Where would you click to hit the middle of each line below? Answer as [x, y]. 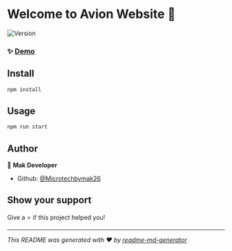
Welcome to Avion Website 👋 [91, 14]
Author [22, 148]
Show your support [49, 200]
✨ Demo [21, 51]
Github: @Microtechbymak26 [59, 178]
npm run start [28, 127]
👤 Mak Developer [32, 165]
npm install [24, 89]
